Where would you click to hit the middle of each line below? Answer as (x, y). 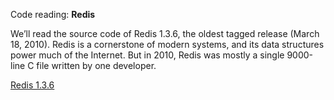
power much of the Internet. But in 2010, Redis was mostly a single (147, 55)
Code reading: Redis (53, 14)
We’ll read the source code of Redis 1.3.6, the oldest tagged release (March (165, 33)
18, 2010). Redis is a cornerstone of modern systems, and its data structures (167, 44)
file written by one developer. (96, 65)
